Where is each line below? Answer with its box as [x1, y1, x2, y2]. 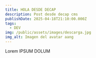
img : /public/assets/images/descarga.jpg [5, 30, 92, 35]
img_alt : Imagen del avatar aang [5, 35, 74, 40]
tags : [5, 21, 16, 26]
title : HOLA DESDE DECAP [5, 7, 56, 12]
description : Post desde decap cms [5, 12, 78, 17]
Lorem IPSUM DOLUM [5, 48, 51, 54]
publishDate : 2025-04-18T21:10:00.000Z [5, 16, 87, 21]
